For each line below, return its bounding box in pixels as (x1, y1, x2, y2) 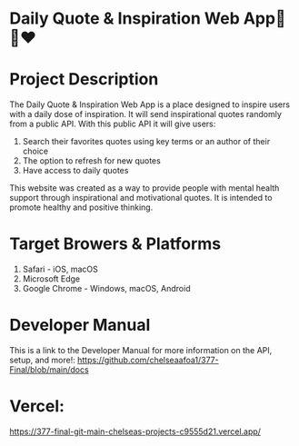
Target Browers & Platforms (9, 233, 222, 254)
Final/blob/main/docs (9, 364, 89, 375)
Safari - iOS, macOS (22, 263, 98, 275)
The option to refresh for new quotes (22, 155, 161, 166)
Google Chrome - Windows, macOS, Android (22, 283, 191, 294)
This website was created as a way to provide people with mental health (9, 183, 280, 193)
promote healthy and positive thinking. (9, 202, 154, 213)
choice (22, 145, 49, 157)
